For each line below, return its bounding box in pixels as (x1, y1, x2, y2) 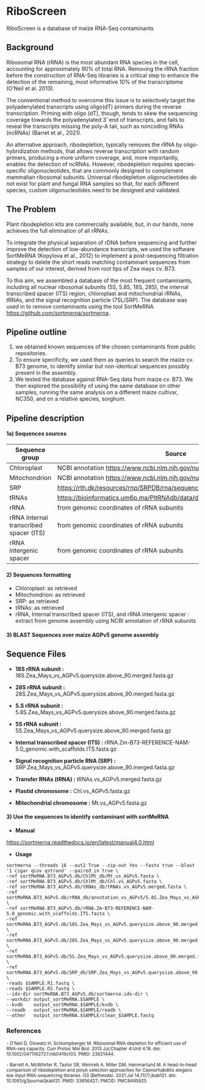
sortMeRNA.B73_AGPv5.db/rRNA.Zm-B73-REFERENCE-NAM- (20, 905, 154, 911)
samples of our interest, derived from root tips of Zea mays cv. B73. (6, 265, 176, 272)
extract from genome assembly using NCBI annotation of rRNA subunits (15, 617, 196, 625)
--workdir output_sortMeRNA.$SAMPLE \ (6, 996, 105, 1002)
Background (6, 42, 54, 53)
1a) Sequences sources (6, 430, 67, 437)
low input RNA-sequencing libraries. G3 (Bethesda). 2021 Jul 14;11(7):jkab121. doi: (6, 1073, 177, 1079)
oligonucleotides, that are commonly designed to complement (27, 167, 184, 174)
